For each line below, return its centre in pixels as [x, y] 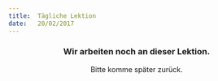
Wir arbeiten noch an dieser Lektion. [137, 52]
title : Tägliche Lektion [52, 16]
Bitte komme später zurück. [137, 69]
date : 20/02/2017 [41, 23]
